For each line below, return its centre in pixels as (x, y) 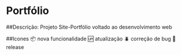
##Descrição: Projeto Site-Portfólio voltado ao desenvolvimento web (89, 27)
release (15, 47)
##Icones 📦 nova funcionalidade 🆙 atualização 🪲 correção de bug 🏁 (91, 39)
